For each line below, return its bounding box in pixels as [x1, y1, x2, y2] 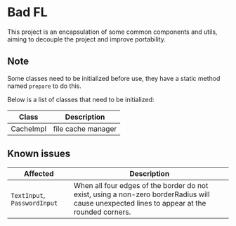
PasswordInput [11, 199, 58, 207]
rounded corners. [73, 207, 131, 217]
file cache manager [53, 124, 117, 134]
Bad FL [7, 4, 48, 20]
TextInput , [11, 190, 46, 200]
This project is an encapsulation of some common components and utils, [7, 27, 218, 36]
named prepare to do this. [7, 82, 82, 90]
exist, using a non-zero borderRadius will [73, 189, 210, 199]
